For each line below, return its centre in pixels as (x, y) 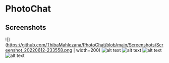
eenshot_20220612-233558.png (39, 50)
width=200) (88, 50)
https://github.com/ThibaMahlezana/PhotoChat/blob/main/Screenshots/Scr (85, 45)
